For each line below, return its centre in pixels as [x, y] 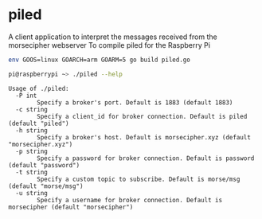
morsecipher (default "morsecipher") [71, 207]
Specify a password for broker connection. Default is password [146, 158]
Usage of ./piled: [39, 88]
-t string [31, 172]
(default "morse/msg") [46, 186]
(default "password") [44, 165]
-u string [31, 193]
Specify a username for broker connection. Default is [130, 200]
